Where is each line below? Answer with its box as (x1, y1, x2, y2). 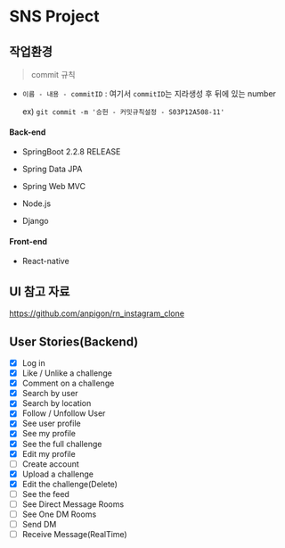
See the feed (21, 488, 69, 499)
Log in (21, 358, 46, 369)
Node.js (21, 198, 52, 209)
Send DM (21, 519, 57, 530)
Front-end (9, 236, 47, 246)
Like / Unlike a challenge (21, 368, 113, 378)
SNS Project (9, 6, 100, 27)
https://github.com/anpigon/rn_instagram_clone (9, 308, 185, 319)
